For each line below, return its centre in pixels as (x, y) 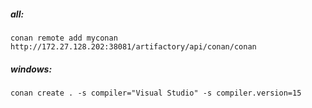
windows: (31, 69)
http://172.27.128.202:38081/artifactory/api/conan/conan (133, 46)
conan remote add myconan (64, 38)
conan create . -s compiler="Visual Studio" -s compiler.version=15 (156, 93)
